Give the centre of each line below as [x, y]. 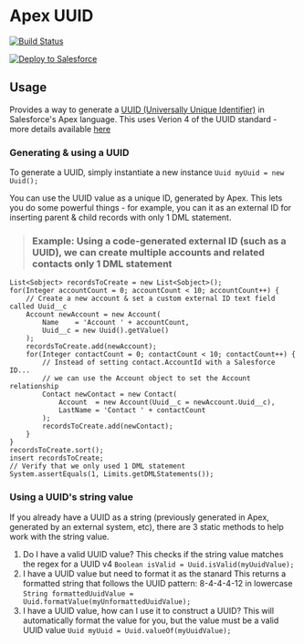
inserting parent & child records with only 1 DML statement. [121, 218]
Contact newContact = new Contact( [110, 395]
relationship [34, 387]
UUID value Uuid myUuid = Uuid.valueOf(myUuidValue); [127, 629]
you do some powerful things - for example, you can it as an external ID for [151, 208]
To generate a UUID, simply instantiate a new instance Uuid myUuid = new [147, 172]
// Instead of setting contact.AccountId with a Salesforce [159, 363]
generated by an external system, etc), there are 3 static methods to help [147, 526]
